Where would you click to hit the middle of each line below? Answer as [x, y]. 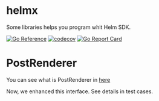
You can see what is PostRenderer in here [58, 79]
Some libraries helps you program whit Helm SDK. [69, 27]
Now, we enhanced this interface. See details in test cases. [79, 91]
